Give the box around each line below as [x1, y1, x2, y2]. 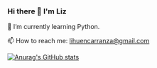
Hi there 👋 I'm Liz [7, 6, 67, 16]
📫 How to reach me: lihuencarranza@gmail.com [7, 37, 150, 45]
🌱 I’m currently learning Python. [7, 23, 100, 31]
